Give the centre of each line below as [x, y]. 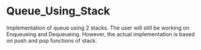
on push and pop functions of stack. [52, 40]
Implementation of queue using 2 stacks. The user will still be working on [98, 28]
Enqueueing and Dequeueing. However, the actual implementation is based [100, 34]
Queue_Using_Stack [58, 11]
